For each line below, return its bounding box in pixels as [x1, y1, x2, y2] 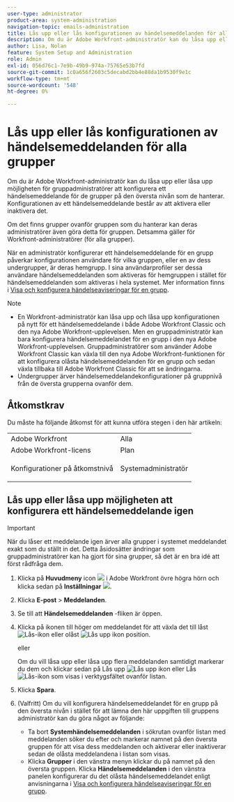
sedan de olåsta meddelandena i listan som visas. [27, 750, 171, 758]
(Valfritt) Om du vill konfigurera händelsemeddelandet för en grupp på [17, 699, 218, 707]
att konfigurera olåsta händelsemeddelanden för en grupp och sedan [17, 357, 216, 366]
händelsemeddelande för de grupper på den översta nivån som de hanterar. [7, 192, 225, 200]
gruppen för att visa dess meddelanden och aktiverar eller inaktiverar [27, 742, 226, 750]
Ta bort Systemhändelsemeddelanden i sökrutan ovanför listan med [27, 727, 226, 736]
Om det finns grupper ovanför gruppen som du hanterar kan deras [7, 221, 198, 229]
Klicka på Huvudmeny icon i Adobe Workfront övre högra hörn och [17, 574, 219, 582]
